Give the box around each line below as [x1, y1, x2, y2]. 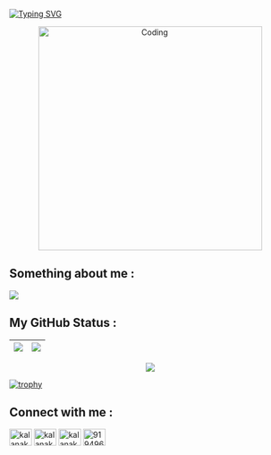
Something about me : [9, 266, 135, 281]
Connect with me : [9, 405, 114, 420]
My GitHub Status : [9, 315, 117, 331]
